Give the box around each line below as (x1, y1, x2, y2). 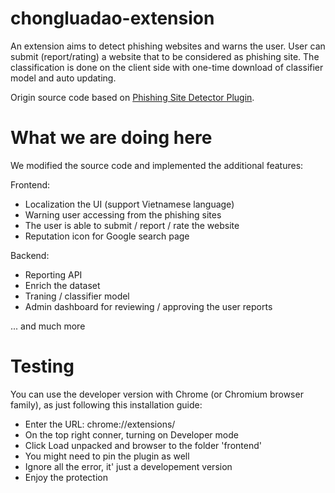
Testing (10, 355, 75, 378)
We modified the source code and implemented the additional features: (10, 159, 304, 171)
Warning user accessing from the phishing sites (24, 208, 222, 221)
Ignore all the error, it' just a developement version (24, 460, 233, 472)
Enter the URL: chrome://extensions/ (24, 418, 176, 430)
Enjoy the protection (24, 471, 109, 483)
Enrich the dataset (24, 279, 101, 291)
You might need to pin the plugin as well (24, 450, 190, 462)
